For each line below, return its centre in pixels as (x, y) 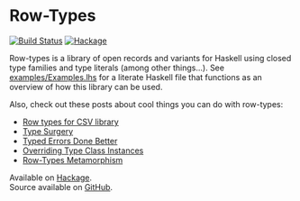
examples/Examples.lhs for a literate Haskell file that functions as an (136, 77)
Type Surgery (48, 131)
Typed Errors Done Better (70, 141)
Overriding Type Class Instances (83, 151)
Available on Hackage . (51, 178)
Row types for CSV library (70, 122)
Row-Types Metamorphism (73, 160)
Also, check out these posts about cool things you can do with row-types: (146, 104)
